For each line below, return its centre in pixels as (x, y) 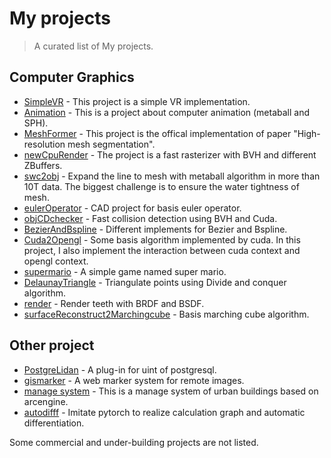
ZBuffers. (43, 165)
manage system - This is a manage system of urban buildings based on (171, 391)
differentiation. (54, 423)
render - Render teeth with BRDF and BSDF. (114, 303)
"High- (307, 133)
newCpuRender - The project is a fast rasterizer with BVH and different (170, 154)
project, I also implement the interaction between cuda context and (162, 250)
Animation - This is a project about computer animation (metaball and (167, 112)
